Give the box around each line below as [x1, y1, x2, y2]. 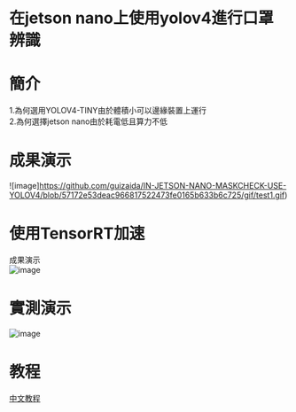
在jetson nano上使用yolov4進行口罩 [9, 8, 275, 28]
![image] [9, 181, 40, 191]
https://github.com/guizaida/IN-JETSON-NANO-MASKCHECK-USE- [39, 181, 287, 191]
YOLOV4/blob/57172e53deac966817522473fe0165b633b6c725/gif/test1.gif [9, 190, 285, 200]
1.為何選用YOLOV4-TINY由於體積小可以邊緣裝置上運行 [9, 105, 206, 116]
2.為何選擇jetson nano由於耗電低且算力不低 [9, 116, 168, 127]
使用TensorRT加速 [9, 223, 145, 244]
